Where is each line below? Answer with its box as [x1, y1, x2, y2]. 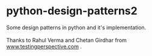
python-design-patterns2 [6, 4, 138, 18]
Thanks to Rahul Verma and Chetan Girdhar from [6, 36, 127, 43]
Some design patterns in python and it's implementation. [6, 24, 147, 31]
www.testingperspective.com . [6, 43, 82, 50]
